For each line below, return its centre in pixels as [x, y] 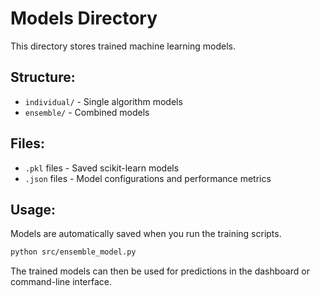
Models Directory [84, 18]
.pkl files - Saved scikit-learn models [102, 168]
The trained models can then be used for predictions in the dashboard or [160, 271]
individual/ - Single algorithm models [103, 101]
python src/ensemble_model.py [73, 252]
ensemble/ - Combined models [87, 112]
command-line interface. [61, 282]
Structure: [43, 77]
